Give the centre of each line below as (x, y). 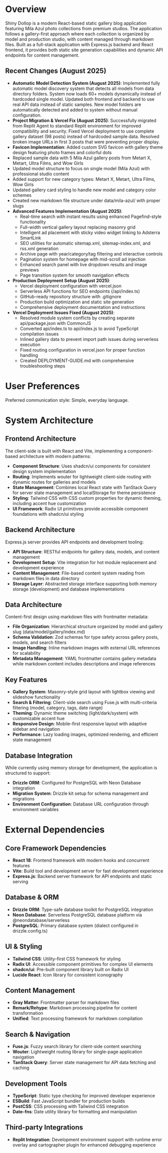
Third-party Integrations (44, 1128)
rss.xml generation (39, 248)
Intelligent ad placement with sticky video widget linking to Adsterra (90, 233)
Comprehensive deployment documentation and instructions (82, 307)
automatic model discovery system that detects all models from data (83, 88)
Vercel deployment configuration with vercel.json (71, 286)
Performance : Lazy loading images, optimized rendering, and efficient (85, 735)
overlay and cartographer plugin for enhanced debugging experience (84, 1145)
